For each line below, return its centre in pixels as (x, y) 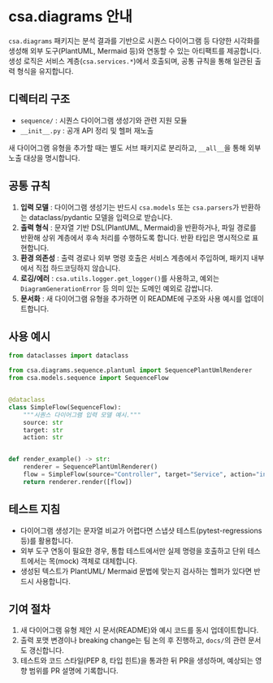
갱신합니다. (47, 651)
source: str (43, 422)
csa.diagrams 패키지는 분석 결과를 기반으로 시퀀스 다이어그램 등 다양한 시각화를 (134, 41)
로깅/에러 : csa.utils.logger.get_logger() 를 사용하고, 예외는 (120, 278)
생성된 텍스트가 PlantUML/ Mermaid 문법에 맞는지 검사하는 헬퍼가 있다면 (136, 571)
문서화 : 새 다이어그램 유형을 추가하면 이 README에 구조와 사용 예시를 (131, 298)
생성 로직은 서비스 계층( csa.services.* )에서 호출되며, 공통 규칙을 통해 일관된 (131, 61)
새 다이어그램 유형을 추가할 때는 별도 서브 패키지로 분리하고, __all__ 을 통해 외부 (135, 148)
